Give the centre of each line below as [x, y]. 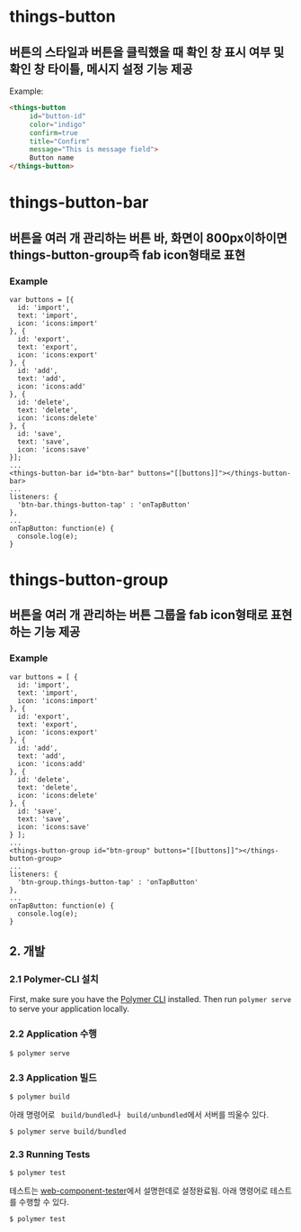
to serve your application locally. [70, 1009]
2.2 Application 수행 [53, 1034]
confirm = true [53, 132]
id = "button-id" [58, 116]
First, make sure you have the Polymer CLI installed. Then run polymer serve [150, 999]
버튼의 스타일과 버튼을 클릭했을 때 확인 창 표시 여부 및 [147, 52]
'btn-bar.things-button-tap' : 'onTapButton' [104, 505]
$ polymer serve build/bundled [68, 1132]
